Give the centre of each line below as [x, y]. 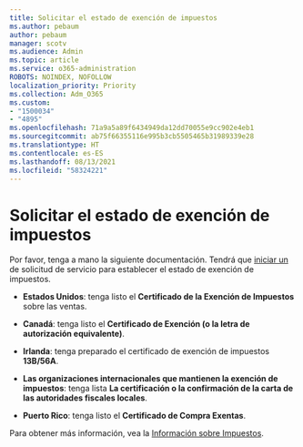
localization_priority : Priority [73, 86]
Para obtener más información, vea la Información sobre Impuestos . [136, 433]
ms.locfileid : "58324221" [58, 170]
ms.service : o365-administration [73, 69]
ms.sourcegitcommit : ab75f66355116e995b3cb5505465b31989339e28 [132, 137]
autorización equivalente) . [73, 334]
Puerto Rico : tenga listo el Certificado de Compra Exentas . [134, 416]
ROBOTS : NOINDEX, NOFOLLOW [61, 77]
